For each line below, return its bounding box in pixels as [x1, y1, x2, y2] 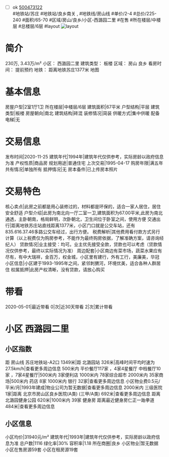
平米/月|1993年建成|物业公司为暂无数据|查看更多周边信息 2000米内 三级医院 [5, 384, 162, 390]
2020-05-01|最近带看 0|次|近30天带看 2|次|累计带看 [5, 304, 113, 310]
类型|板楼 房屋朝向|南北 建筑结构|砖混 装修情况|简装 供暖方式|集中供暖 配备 [5, 110, 160, 116]
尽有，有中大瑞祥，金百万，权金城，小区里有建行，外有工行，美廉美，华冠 [5, 254, 159, 260]
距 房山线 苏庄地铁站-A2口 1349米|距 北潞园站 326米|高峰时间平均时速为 [5, 359, 155, 365]
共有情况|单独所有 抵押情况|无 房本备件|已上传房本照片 [5, 166, 118, 172]
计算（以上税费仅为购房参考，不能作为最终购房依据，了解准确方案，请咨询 [5, 235, 159, 241]
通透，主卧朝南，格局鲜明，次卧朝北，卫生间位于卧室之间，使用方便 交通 [5, 216, 156, 222]
